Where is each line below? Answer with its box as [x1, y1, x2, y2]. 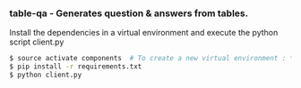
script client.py [9, 36, 64, 47]
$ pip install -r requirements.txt [9, 62, 142, 71]
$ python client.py [9, 70, 82, 80]
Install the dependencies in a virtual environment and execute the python [9, 28, 279, 38]
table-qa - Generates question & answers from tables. [9, 7, 249, 20]
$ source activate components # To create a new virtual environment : [9, 54, 287, 63]
